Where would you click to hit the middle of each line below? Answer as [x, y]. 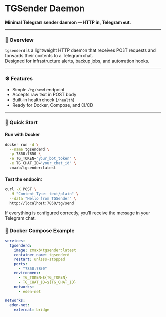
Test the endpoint [24, 179]
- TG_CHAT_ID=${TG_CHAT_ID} [47, 282]
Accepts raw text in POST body [44, 94]
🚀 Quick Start [21, 123]
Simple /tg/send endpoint [38, 89]
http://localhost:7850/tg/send [42, 203]
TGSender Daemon [45, 9]
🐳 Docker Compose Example [40, 230]
